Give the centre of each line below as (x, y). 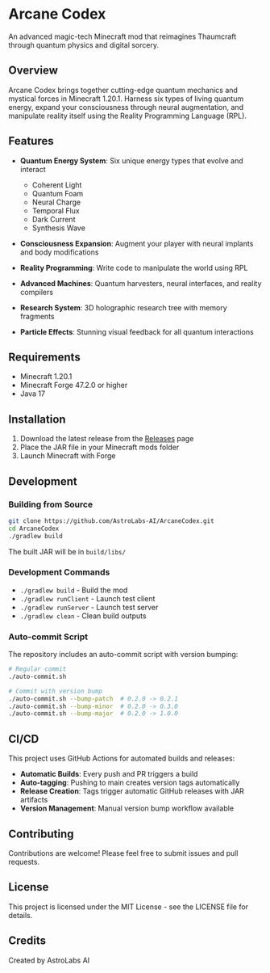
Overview (33, 71)
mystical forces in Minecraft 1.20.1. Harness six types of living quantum (126, 99)
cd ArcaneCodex (34, 529)
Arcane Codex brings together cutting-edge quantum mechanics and (123, 90)
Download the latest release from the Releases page (107, 439)
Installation (37, 419)
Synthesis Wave (59, 228)
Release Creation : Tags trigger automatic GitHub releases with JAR (132, 791)
